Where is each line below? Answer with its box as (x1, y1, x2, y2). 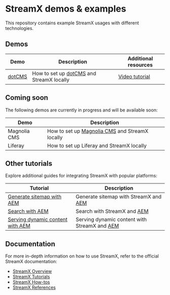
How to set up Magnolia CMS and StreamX (47, 127, 149, 134)
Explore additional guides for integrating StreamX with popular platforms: (5, 173, 158, 179)
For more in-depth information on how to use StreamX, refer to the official (5, 253, 159, 259)
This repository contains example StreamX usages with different (5, 20, 139, 26)
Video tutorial (118, 73, 150, 80)
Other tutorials (5, 159, 53, 168)
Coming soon (5, 93, 49, 102)
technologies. (5, 25, 34, 31)
